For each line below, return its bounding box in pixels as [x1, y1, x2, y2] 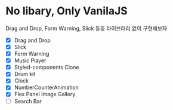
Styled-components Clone [14, 64, 79, 71]
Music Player [14, 57, 47, 64]
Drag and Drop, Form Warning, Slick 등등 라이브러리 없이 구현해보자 [5, 25, 168, 32]
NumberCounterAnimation [14, 84, 79, 91]
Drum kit [14, 71, 36, 78]
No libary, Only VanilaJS [5, 4, 128, 18]
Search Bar [14, 97, 42, 105]
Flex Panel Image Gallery [14, 91, 76, 98]
